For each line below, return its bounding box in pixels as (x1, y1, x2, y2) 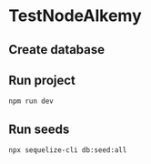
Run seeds (8, 121, 70, 137)
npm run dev (8, 97, 54, 106)
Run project (8, 72, 76, 87)
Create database (8, 42, 106, 57)
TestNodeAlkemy (8, 5, 142, 26)
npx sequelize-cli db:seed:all (8, 146, 127, 155)
